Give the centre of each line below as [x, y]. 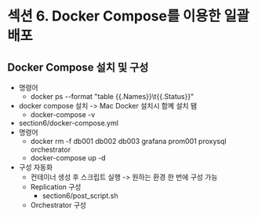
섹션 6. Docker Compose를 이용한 [114, 16]
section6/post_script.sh [80, 196]
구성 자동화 [36, 167]
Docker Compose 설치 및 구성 [78, 67]
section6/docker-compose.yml [69, 123]
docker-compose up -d [68, 158]
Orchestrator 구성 [58, 205]
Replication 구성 [56, 187]
